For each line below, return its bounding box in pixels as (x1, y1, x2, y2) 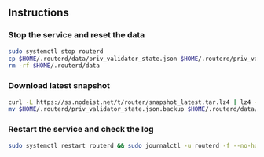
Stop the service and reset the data (8, 30, 145, 41)
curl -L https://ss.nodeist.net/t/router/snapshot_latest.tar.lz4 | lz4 (8, 98, 251, 106)
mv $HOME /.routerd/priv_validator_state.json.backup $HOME (8, 105, 206, 113)
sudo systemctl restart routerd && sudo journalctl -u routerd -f (8, 141, 230, 149)
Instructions (8, 6, 69, 20)
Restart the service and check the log (8, 124, 155, 135)
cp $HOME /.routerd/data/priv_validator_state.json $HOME (8, 55, 199, 62)
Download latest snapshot (8, 80, 111, 91)
